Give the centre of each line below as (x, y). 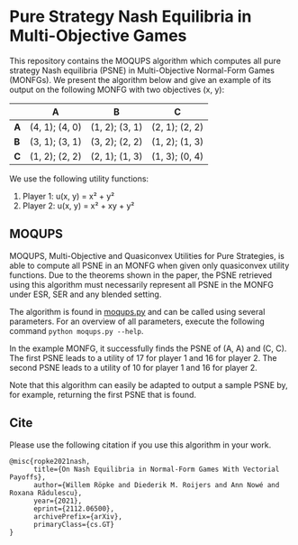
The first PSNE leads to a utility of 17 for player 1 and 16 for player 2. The (143, 357)
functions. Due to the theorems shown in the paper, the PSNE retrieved (141, 275)
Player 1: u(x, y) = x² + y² (68, 196)
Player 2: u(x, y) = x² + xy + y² (78, 206)
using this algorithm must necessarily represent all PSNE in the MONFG (142, 284)
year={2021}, (58, 501)
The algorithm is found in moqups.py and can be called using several (137, 311)
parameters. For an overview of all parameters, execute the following (137, 321)
